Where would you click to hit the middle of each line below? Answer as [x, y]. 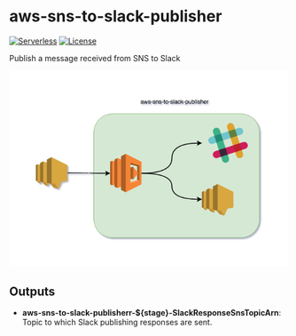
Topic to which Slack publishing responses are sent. [117, 323]
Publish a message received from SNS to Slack [95, 58]
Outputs [32, 291]
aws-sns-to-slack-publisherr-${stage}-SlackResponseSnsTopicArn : [152, 313]
